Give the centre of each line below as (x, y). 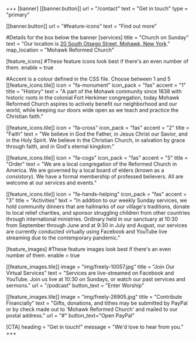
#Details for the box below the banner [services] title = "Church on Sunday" (97, 37)
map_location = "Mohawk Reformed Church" (60, 50)
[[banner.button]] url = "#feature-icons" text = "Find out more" (81, 26)
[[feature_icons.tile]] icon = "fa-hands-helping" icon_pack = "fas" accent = (97, 194)
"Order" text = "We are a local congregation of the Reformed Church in (92, 164)
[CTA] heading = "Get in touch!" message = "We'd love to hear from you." (95, 327)
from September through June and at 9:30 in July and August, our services (97, 225)
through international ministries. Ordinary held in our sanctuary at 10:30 (92, 219)
